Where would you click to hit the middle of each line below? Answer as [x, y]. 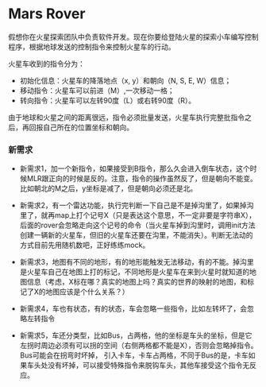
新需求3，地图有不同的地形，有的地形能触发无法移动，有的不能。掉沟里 [137, 262]
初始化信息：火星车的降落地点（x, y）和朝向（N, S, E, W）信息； [125, 80]
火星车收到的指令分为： [46, 64]
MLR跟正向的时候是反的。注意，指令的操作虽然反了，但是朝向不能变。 [142, 179]
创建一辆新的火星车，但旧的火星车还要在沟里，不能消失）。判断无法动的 [136, 235]
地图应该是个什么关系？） [87, 292]
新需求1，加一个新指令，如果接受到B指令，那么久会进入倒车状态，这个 [135, 168]
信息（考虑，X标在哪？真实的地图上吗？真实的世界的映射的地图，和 [137, 282]
